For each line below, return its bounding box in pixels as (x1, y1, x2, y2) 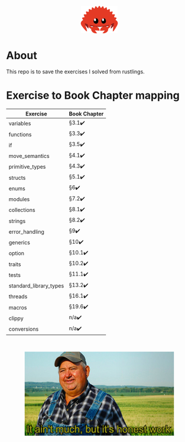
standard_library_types (8, 282, 64, 289)
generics (8, 239, 31, 246)
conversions (8, 325, 39, 333)
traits (8, 260, 21, 267)
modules (8, 196, 30, 203)
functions (8, 131, 32, 138)
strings (8, 217, 26, 224)
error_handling (8, 228, 44, 235)
